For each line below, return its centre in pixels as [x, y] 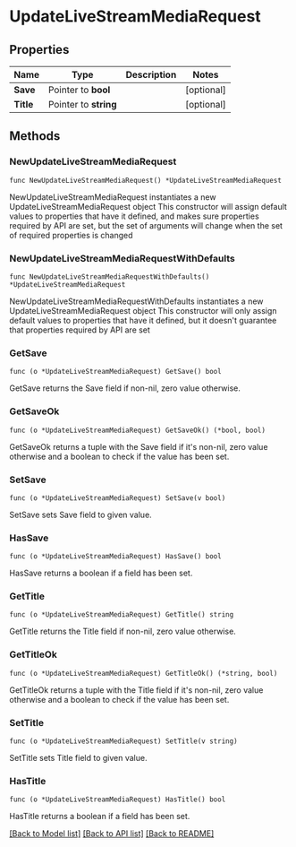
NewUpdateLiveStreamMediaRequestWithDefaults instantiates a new [136, 301]
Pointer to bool [79, 90]
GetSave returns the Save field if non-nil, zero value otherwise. [125, 388]
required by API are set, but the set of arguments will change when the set [146, 225]
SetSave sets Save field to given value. [80, 514]
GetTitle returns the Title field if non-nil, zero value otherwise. [123, 631]
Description [151, 75]
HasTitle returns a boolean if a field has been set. [100, 817]
